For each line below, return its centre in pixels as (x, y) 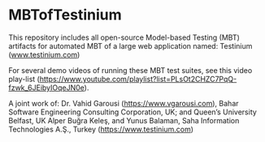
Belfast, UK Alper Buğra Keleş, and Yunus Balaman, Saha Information (124, 120)
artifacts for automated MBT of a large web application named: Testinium (130, 45)
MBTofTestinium (65, 15)
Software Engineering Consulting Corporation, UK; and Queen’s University (133, 112)
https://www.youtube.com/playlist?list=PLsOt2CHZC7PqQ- (138, 79)
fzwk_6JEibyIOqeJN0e (47, 88)
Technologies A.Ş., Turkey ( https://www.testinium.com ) (101, 129)
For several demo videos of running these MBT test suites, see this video (130, 70)
